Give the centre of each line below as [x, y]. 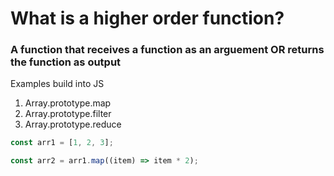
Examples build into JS [57, 84]
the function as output [66, 62]
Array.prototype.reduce [73, 124]
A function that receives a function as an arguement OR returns [167, 50]
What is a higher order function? [147, 18]
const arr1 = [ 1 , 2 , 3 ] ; [62, 143]
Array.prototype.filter [68, 114]
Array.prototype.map [68, 103]
